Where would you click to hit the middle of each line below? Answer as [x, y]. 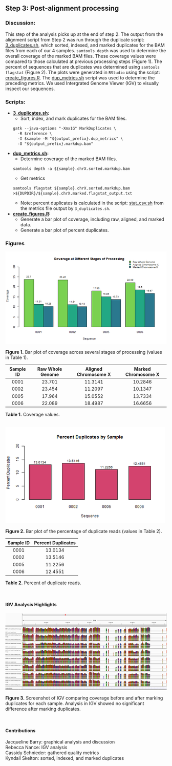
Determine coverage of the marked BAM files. [69, 159]
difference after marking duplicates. [43, 709]
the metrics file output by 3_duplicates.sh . [65, 208]
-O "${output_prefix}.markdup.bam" [56, 144]
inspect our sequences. [30, 89]
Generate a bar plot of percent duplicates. [64, 230]
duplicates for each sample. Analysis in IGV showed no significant [75, 704]
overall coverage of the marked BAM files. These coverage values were [81, 56]
